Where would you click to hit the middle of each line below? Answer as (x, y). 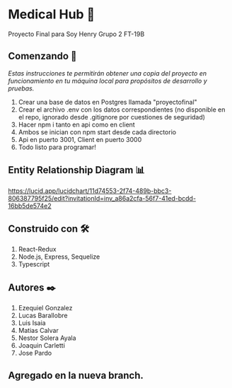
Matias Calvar (38, 331)
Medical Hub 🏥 (52, 14)
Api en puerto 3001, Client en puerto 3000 (80, 139)
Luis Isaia (32, 323)
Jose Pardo (35, 353)
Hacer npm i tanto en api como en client (76, 124)
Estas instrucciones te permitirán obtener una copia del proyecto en (108, 73)
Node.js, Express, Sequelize (59, 257)
